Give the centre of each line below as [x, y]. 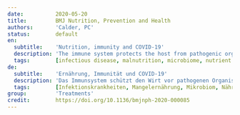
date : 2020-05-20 [47, 14]
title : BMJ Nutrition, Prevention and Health [89, 21]
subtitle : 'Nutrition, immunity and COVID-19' [89, 47]
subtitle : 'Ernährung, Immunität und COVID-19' [91, 74]
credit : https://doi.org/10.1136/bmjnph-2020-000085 [99, 101]
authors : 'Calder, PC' [51, 27]
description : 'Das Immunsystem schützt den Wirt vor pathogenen [111, 80]
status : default [43, 34]
